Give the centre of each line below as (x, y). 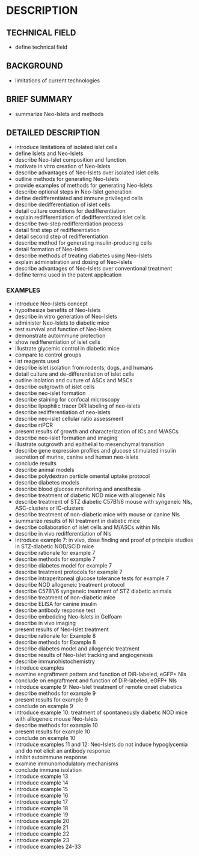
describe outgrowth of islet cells (55, 387)
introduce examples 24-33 (48, 846)
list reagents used (37, 361)
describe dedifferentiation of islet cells (63, 204)
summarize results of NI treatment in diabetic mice (77, 521)
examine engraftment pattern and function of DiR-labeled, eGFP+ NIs (100, 674)
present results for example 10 (52, 732)
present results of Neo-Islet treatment (62, 629)
